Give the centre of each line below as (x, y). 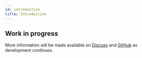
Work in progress (32, 34)
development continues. (29, 50)
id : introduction (23, 9)
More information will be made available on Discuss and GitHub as (71, 45)
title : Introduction (26, 14)
